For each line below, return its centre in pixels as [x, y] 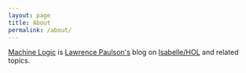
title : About [29, 23]
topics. [19, 60]
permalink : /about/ [40, 30]
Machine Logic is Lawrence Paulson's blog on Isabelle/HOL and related [123, 53]
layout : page [29, 15]
